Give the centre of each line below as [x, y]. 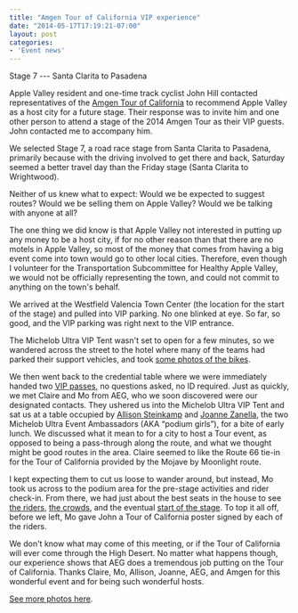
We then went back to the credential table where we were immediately [138, 377]
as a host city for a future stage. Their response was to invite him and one [145, 112]
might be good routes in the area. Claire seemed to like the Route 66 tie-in [145, 453]
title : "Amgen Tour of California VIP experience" [105, 17]
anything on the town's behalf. [65, 287]
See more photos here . [51, 599]
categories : [31, 42]
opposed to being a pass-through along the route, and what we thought [141, 443]
